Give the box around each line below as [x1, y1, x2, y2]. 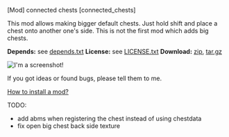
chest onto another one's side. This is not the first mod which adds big [7, 27, 210, 35]
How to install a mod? [7, 88, 69, 95]
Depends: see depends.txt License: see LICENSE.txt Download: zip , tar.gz [7, 48, 222, 55]
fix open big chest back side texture [17, 122, 121, 130]
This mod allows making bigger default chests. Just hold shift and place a [7, 19, 218, 27]
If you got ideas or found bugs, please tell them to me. [7, 74, 162, 82]
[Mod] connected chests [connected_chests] [7, 6, 136, 14]
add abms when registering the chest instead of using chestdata [17, 114, 202, 122]
